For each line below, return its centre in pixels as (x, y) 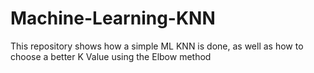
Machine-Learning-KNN (113, 18)
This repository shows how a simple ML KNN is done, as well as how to (157, 46)
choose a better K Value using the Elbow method (111, 56)
